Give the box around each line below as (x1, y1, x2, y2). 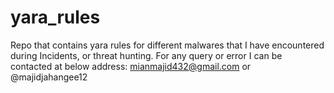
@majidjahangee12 (10, 71, 88, 83)
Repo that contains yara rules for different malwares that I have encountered (10, 39, 325, 51)
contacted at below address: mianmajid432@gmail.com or (10, 60, 252, 72)
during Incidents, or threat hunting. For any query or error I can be (10, 49, 283, 61)
